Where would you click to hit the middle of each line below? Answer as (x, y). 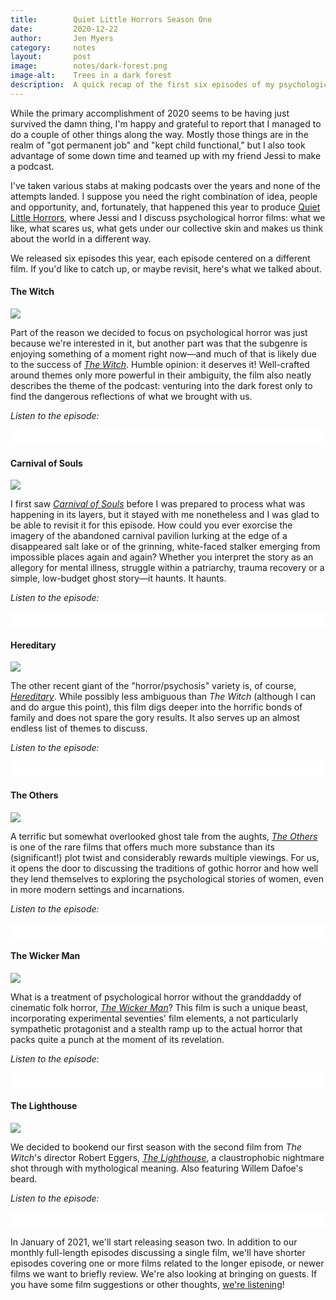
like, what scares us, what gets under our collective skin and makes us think (167, 228)
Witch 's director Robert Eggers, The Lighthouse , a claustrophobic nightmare (167, 1157)
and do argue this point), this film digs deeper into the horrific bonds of (156, 707)
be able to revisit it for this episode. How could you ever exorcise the (151, 525)
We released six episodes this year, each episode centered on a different (160, 258)
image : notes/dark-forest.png (89, 66)
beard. (24, 1178)
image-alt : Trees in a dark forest (91, 76)
